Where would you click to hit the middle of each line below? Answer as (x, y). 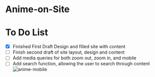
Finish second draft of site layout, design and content (69, 52)
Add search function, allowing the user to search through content (81, 64)
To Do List (27, 33)
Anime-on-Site (37, 9)
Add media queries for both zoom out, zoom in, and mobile (74, 58)
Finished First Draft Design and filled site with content (69, 47)
